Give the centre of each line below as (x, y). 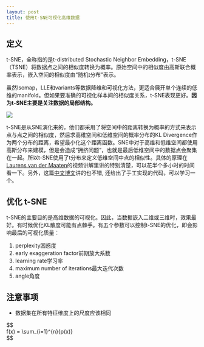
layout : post (23, 12)
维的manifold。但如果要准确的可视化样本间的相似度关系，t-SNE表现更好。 (99, 96)
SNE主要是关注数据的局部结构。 (56, 103)
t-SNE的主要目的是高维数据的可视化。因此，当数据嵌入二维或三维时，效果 (99, 217)
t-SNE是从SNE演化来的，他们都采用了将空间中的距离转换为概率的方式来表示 (101, 127)
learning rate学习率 (39, 261)
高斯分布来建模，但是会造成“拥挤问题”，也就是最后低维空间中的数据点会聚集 (102, 150)
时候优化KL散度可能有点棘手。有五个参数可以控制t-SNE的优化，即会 (107, 225)
